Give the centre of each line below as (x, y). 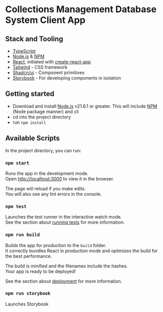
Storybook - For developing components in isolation (67, 78)
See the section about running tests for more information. (65, 222)
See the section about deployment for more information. (64, 281)
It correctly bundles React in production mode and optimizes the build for (81, 251)
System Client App (45, 20)
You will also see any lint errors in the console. (54, 194)
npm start (17, 163)
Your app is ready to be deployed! (40, 271)
